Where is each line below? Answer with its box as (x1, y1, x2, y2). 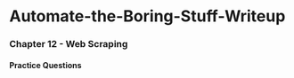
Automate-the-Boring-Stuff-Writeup (9, 6, 286, 27)
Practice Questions (9, 59, 82, 70)
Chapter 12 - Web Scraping (9, 38, 128, 51)
